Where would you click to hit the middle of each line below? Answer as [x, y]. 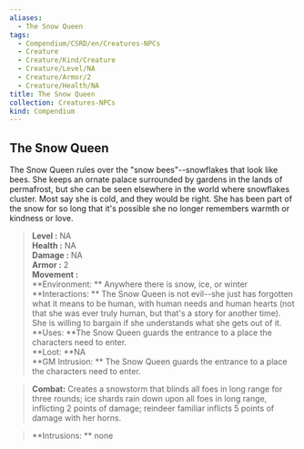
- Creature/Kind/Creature [67, 60]
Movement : [55, 275]
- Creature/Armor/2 [55, 77]
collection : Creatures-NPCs [63, 102]
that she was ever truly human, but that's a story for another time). [156, 313]
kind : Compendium [42, 111]
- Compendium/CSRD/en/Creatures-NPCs [89, 43]
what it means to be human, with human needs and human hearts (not [163, 304]
